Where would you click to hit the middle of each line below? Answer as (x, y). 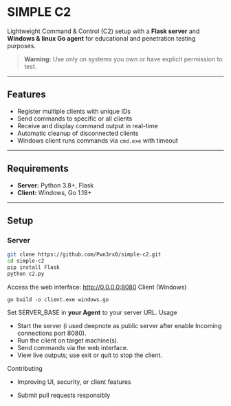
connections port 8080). (52, 333)
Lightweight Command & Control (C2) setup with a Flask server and (103, 31)
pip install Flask (33, 267)
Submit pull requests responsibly (64, 395)
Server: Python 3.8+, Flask (55, 185)
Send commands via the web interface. (73, 347)
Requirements (38, 169)
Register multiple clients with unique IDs (74, 111)
